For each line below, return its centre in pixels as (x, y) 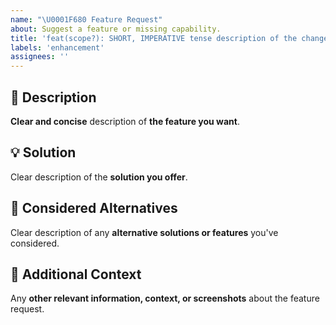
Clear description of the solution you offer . (99, 177)
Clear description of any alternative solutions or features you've (144, 232)
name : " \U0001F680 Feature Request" (86, 19)
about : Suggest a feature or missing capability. (116, 29)
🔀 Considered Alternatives (94, 208)
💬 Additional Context (76, 274)
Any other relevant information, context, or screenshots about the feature (165, 298)
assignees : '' (40, 57)
